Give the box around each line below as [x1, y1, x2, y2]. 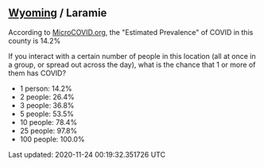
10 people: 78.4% [19, 117, 78, 126]
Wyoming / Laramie [8, 6, 107, 20]
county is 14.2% [8, 36, 61, 45]
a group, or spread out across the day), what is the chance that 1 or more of [8, 60, 256, 69]
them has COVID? [8, 68, 66, 78]
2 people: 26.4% [19, 91, 76, 102]
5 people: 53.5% [19, 109, 74, 118]
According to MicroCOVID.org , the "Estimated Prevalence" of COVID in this [8, 27, 254, 37]
